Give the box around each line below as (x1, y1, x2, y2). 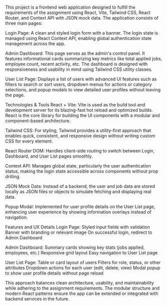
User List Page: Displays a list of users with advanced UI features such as (5, 76, 157, 82)
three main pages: (5, 20, 42, 26)
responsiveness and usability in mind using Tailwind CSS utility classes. (5, 66, 152, 72)
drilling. (5, 174, 21, 180)
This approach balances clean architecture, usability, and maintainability (5, 280, 154, 285)
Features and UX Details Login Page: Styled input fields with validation (5, 224, 150, 230)
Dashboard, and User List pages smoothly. (5, 153, 93, 159)
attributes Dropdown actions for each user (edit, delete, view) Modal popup (5, 265, 161, 270)
